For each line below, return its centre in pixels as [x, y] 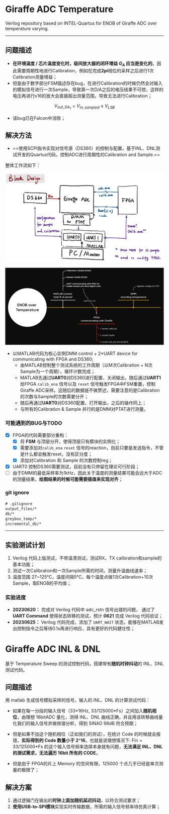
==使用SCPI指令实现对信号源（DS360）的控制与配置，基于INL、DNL [84, 148]
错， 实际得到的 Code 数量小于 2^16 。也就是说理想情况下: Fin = [77, 741]
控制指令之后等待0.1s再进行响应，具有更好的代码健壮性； [76, 628]
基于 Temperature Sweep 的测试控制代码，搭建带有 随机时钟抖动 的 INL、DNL [84, 663]
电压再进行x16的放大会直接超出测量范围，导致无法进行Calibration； [82, 96]
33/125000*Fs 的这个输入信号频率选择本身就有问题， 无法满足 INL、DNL [88, 747]
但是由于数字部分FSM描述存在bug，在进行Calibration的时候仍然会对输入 [88, 83]
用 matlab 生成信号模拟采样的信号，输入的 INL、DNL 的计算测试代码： [78, 700]
